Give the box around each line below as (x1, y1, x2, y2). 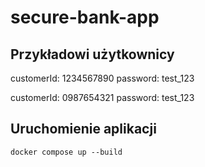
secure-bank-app (10, 6, 160, 29)
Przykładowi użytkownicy (10, 46, 175, 63)
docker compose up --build (10, 147, 123, 157)
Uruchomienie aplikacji (10, 121, 157, 138)
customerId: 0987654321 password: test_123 (10, 92, 195, 103)
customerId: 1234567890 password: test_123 (10, 72, 195, 84)
